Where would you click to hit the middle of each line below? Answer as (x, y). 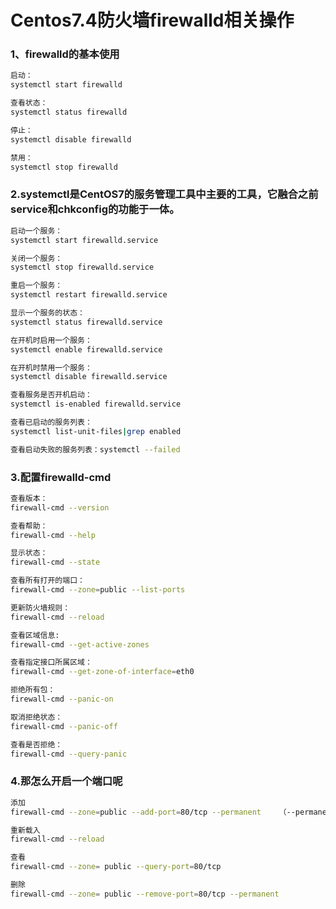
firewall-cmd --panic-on (62, 699)
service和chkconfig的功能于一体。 (95, 209)
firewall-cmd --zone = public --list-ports (98, 590)
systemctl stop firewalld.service (82, 267)
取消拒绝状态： (36, 717)
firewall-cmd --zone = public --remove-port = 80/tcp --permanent (145, 894)
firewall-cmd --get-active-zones (80, 644)
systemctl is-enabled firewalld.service (96, 404)
